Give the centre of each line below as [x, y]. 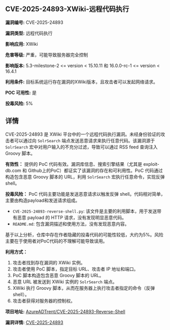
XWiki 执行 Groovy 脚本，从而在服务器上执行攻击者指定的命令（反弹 [84, 288]
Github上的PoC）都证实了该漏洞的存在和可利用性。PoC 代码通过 [95, 170]
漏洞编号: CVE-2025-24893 [34, 22]
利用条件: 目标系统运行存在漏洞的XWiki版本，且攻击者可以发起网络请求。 [82, 82]
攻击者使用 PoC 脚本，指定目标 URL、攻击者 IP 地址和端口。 [75, 269]
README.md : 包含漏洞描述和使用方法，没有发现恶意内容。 [71, 224]
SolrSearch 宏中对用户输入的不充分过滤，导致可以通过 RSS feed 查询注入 [81, 147]
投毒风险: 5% [19, 103]
